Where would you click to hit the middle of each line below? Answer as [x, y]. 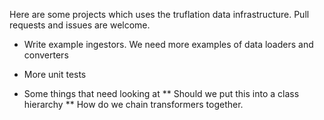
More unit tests [55, 74]
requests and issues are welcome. [80, 25]
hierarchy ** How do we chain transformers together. [133, 104]
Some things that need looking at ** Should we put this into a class [161, 93]
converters [46, 55]
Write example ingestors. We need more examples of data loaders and [168, 44]
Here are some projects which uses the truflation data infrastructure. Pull [159, 14]
